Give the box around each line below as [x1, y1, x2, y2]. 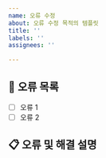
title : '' [8, 26, 41, 34]
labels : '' [8, 34, 45, 42]
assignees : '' [8, 41, 56, 49]
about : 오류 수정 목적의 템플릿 [8, 19, 99, 27]
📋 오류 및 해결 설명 [8, 138, 97, 152]
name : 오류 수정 [8, 11, 56, 20]
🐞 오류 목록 [8, 80, 60, 93]
